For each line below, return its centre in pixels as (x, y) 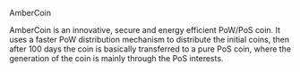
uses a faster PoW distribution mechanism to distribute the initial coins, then (150, 40)
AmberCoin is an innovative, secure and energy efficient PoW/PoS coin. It (145, 30)
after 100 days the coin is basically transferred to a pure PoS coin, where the (150, 49)
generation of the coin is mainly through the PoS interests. (116, 58)
